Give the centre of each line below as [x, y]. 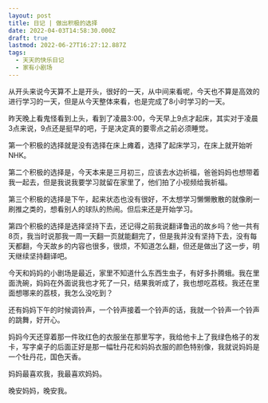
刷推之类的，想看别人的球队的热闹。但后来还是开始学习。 [102, 209]
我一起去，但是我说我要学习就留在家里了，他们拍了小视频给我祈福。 [120, 182]
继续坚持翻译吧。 [43, 255]
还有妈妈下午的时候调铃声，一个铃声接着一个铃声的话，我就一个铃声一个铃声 [134, 310]
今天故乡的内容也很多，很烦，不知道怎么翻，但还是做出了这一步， [144, 246]
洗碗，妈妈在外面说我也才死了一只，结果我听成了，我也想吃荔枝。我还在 [134, 282]
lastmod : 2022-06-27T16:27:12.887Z [67, 45]
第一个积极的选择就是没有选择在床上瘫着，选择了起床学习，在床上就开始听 [130, 145]
